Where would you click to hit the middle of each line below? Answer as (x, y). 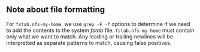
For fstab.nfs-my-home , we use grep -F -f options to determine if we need (98, 24)
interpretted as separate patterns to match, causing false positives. (89, 43)
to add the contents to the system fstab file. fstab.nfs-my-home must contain (100, 30)
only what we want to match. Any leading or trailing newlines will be (90, 36)
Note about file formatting (56, 10)
